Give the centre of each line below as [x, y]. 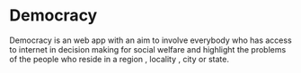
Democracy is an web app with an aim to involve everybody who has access [150, 40]
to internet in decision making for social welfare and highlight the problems [148, 49]
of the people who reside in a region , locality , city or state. [119, 59]
